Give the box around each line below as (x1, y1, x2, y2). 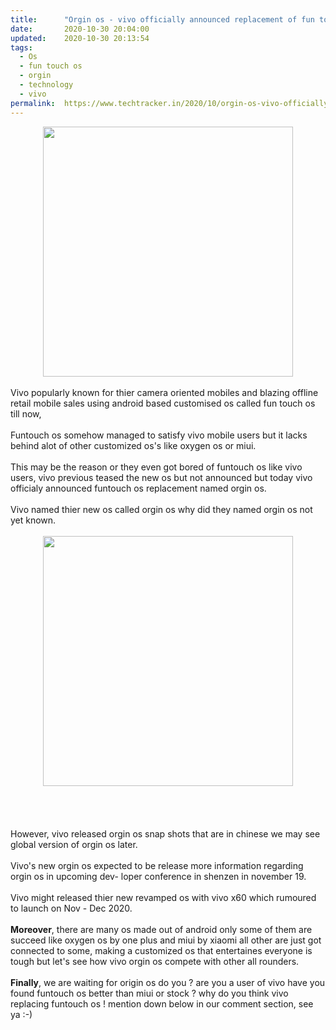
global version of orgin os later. (10, 838, 138, 850)
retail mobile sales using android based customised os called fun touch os (10, 397, 316, 409)
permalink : (10, 98, 56, 108)
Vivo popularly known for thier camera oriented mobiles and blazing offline (10, 386, 319, 398)
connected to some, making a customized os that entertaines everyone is (10, 944, 313, 956)
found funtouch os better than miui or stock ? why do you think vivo (10, 987, 289, 999)
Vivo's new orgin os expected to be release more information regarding (10, 859, 304, 871)
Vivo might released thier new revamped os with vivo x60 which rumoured (10, 891, 317, 903)
